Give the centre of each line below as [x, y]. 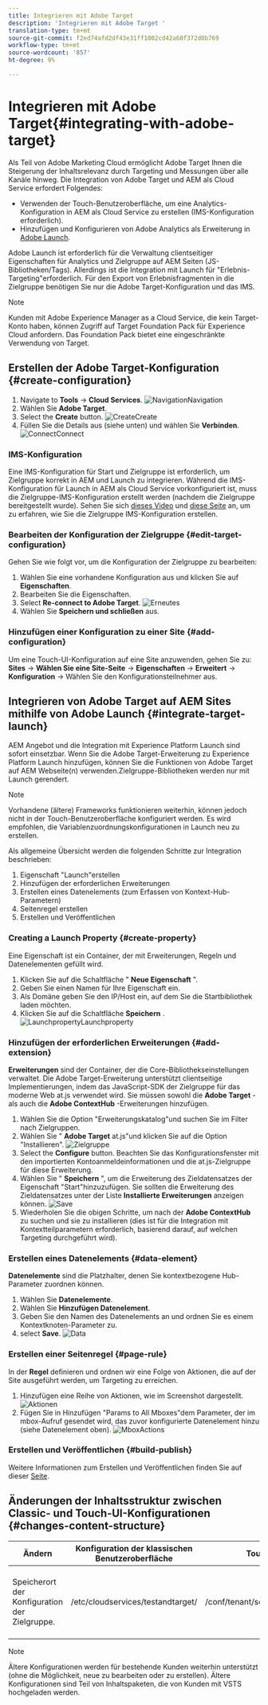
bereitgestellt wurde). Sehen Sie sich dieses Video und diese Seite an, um [130, 505]
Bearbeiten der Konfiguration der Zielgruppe [97, 534]
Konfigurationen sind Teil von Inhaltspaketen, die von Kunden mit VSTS [125, 1683]
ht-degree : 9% [32, 61]
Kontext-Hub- [207, 892]
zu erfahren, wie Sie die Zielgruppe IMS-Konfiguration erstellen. [113, 514]
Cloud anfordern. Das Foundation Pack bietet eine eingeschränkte [117, 334]
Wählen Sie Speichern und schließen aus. [89, 612]
